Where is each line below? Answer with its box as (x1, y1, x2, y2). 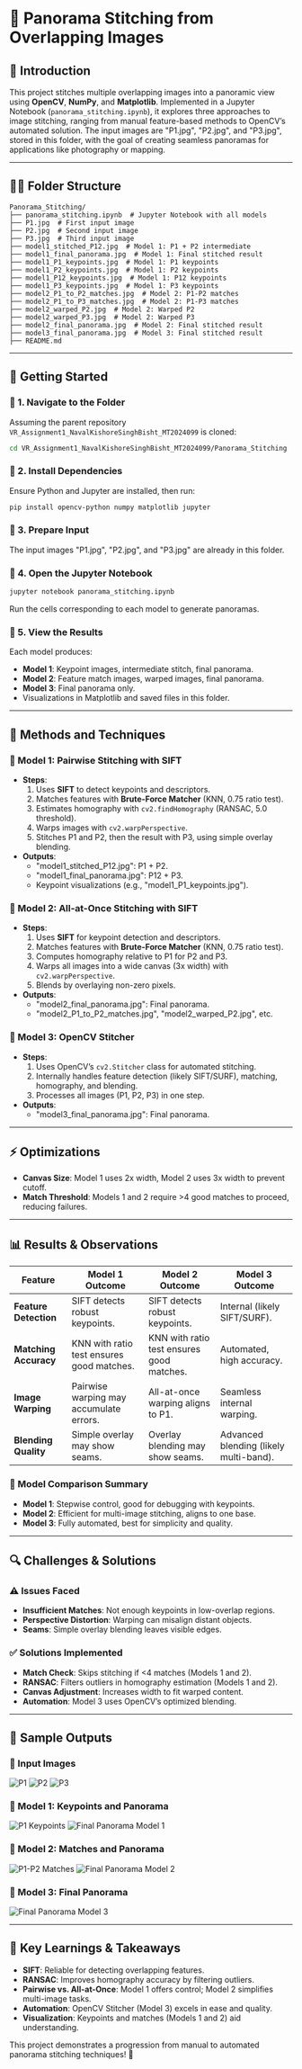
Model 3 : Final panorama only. (22, 683, 136, 694)
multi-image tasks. (22, 1993, 92, 2004)
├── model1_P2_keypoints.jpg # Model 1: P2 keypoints (9, 265, 219, 274)
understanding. (22, 2021, 79, 2032)
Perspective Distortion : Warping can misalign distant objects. (22, 1615, 253, 1626)
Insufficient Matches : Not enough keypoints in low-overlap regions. (22, 1605, 276, 1616)
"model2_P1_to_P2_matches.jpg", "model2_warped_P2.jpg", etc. (35, 1008, 273, 1019)
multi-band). (219, 1451, 275, 1464)
